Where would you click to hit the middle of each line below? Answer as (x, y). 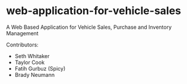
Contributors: (22, 45)
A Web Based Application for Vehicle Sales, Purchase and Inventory (89, 27)
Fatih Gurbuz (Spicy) (40, 68)
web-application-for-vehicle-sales (94, 11)
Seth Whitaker (32, 56)
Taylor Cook (30, 62)
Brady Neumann (35, 75)
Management (22, 33)
